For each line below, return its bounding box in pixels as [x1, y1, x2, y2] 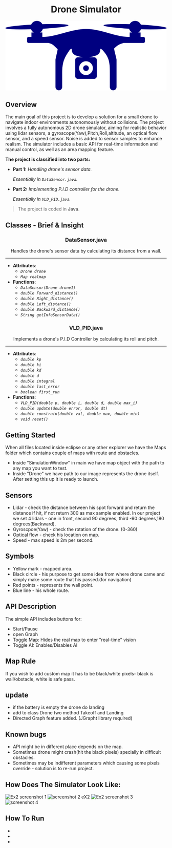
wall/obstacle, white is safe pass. [5, 676, 75, 682]
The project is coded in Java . [17, 206, 80, 212]
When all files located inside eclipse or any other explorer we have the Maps [5, 444, 166, 451]
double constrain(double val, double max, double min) [20, 411, 140, 417]
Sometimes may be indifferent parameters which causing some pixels [12, 760, 160, 766]
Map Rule [5, 657, 36, 666]
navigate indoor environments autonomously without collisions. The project [5, 119, 164, 125]
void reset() [20, 417, 49, 422]
